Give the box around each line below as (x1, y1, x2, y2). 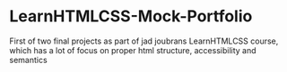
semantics (9, 54, 48, 65)
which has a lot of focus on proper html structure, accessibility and (9, 44, 257, 55)
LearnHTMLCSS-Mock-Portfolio (9, 6, 253, 27)
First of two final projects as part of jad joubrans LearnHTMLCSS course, (9, 36, 279, 46)
